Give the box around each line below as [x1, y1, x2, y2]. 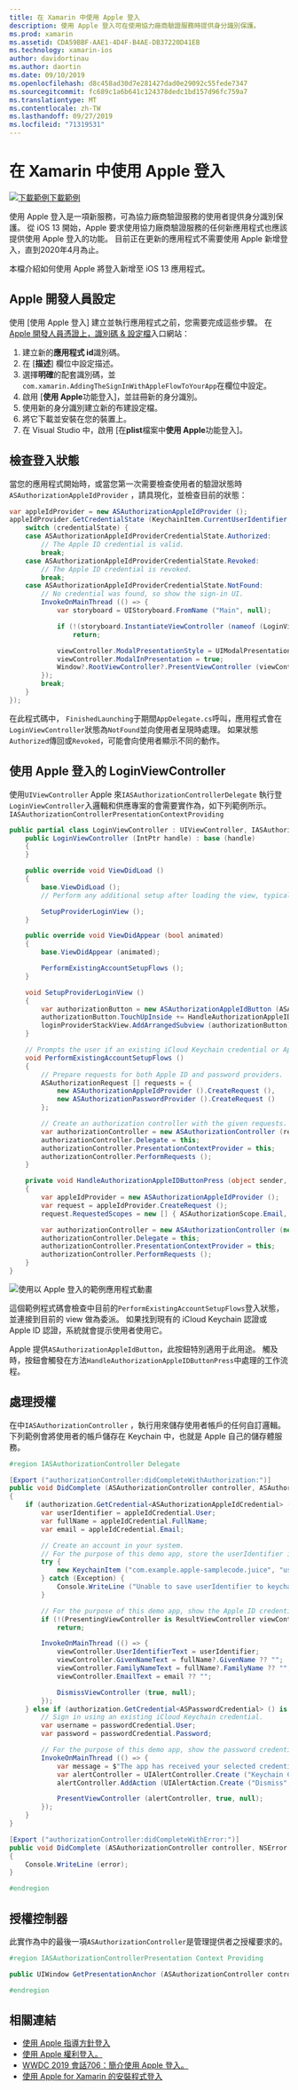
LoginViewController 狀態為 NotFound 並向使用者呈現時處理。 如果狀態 [9, 724, 259, 735]
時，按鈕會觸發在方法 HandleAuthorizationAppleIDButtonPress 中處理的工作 [9, 1354, 281, 1365]
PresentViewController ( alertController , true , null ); [56, 1794, 264, 1803]
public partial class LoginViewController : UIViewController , [9, 825, 248, 834]
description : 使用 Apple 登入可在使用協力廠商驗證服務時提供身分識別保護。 [9, 21, 261, 30]
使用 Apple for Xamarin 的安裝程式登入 [21, 2071, 163, 2082]
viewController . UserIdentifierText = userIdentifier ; [56, 1647, 260, 1656]
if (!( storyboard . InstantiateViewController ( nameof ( [56, 622, 264, 631]
